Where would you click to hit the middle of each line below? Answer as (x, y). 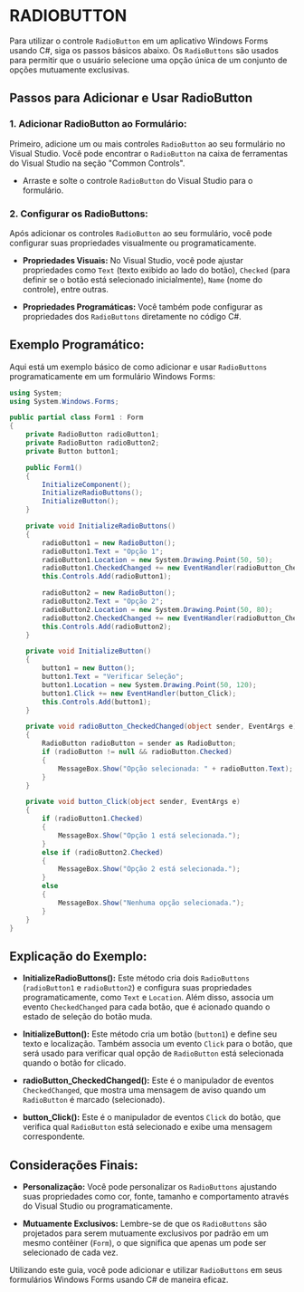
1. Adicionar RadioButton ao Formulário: (98, 124)
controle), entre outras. (65, 289)
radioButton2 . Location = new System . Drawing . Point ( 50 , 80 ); (157, 609)
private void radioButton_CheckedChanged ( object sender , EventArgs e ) (161, 727)
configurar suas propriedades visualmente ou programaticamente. (133, 243)
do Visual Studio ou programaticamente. (98, 1206)
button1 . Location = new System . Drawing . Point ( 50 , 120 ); (149, 684)
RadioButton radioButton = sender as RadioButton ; (139, 743)
